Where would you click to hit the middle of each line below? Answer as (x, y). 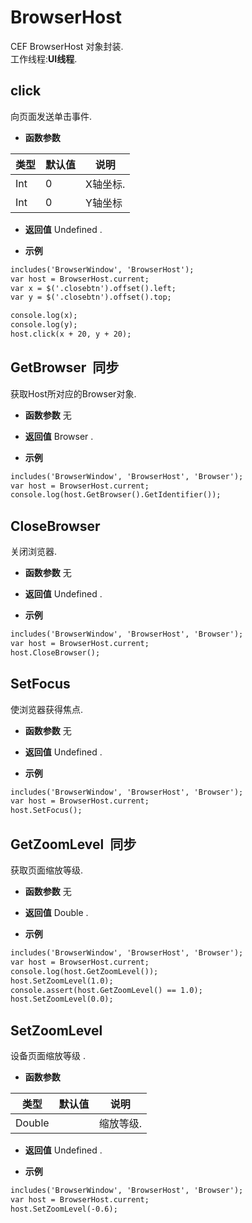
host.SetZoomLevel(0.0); (62, 999)
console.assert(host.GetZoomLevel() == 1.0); (106, 990)
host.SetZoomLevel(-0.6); (64, 1209)
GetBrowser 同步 (65, 367)
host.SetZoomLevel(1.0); (62, 981)
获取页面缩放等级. (47, 870)
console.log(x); (44, 316)
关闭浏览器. (34, 552)
